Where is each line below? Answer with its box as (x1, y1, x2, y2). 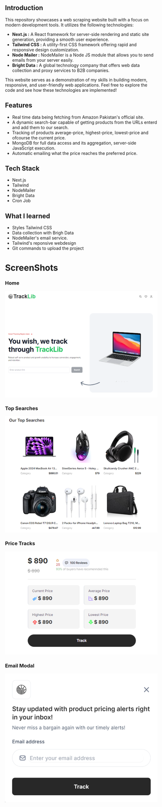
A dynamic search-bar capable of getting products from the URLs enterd (12, 119, 157, 125)
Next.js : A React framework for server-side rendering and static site (12, 31, 149, 37)
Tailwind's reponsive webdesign (12, 240, 76, 246)
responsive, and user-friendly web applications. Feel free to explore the (5, 82, 147, 88)
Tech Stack (5, 165, 40, 173)
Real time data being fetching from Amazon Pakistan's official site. (12, 114, 144, 120)
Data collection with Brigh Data (12, 230, 74, 236)
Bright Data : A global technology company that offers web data (12, 62, 140, 68)
